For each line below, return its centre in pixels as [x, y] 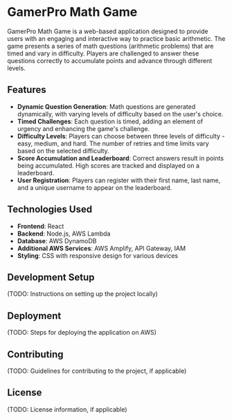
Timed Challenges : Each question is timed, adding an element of [110, 121]
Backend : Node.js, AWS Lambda [64, 234]
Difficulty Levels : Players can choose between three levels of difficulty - [121, 136]
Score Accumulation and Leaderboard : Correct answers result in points [120, 158]
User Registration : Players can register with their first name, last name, [119, 180]
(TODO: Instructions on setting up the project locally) [82, 294]
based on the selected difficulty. [63, 150]
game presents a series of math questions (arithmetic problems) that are [110, 46]
